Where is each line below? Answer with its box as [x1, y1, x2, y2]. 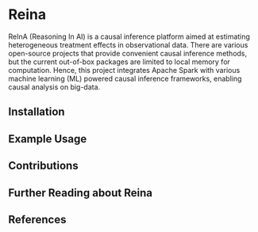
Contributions [8, 159, 79, 173]
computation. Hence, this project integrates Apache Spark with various [8, 65, 241, 74]
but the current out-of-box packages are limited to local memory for [8, 57, 230, 67]
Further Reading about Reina [8, 186, 153, 200]
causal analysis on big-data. [8, 82, 101, 92]
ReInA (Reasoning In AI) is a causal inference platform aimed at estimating [8, 32, 250, 41]
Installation [8, 105, 65, 119]
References [8, 212, 67, 226]
